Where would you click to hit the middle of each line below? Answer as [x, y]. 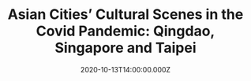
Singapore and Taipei [126, 48]
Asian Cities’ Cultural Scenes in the [126, 15]
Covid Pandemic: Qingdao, [126, 31]
